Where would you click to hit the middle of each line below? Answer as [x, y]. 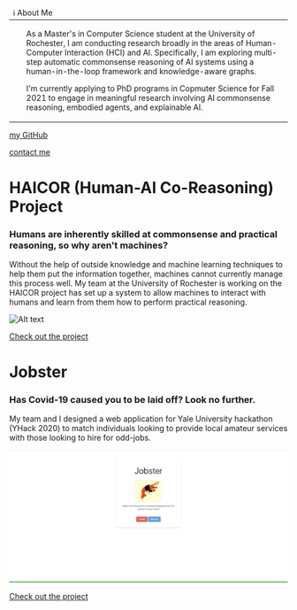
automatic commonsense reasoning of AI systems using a [149, 62]
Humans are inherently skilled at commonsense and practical [144, 234]
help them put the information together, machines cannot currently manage [146, 274]
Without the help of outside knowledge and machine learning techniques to [146, 264]
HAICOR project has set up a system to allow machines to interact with [138, 292]
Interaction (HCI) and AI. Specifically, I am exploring [159, 52]
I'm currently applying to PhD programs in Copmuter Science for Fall [150, 89]
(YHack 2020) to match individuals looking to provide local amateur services [148, 429]
